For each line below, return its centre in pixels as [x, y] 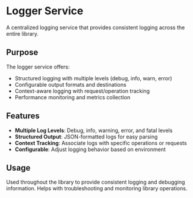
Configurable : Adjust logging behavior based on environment [90, 149]
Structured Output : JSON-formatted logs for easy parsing [86, 136]
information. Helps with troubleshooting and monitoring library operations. [97, 188]
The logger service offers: [38, 67]
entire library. [22, 33]
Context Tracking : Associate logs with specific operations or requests [101, 143]
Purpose [22, 53]
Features [23, 116]
